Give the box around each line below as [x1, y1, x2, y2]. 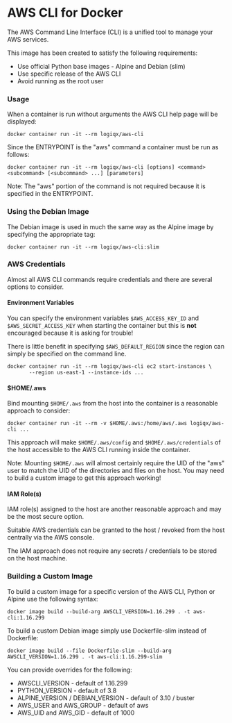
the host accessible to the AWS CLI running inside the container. [7, 446, 190, 454]
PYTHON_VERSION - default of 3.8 [17, 686, 117, 695]
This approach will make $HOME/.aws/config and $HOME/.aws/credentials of [7, 438, 222, 447]
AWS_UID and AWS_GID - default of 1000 [17, 708, 135, 717]
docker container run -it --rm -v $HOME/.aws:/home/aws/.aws [7, 420, 188, 427]
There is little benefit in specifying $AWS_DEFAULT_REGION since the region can [7, 342, 225, 351]
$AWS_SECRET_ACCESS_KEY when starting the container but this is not [7, 322, 197, 330]
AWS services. [7, 35, 49, 43]
